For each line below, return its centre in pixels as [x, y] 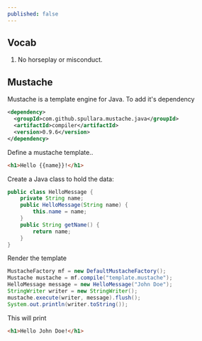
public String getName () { [60, 224]
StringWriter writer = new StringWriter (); [73, 291]
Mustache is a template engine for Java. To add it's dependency [101, 99]
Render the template [37, 258]
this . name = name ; [60, 212]
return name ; [52, 232]
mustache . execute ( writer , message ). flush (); [74, 298]
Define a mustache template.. [50, 152]
